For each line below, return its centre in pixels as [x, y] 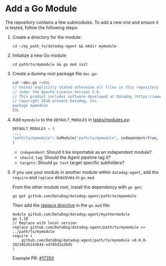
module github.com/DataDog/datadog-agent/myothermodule [71, 214]
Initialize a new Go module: [40, 55]
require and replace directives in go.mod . [54, 177]
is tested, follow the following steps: [42, 27]
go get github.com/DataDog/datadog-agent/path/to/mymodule [74, 196]
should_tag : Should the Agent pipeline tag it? [65, 157]
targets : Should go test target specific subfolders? [72, 162]
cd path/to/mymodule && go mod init [50, 64]
